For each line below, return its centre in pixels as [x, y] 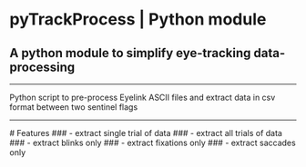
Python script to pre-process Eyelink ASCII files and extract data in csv [143, 97]
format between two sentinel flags [74, 107]
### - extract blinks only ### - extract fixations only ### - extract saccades [153, 142]
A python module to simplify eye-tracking [130, 53]
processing [42, 67]
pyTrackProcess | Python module [138, 20]
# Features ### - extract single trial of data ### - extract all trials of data [146, 133]
